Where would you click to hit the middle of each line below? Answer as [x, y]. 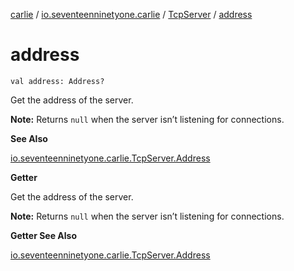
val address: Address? [57, 81]
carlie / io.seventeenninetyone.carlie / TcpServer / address [131, 14]
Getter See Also [44, 235]
